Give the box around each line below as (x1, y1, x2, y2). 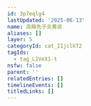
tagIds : (7, 50, 30, 56)
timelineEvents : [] (7, 82, 64, 89)
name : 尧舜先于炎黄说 (7, 23, 63, 30)
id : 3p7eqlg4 (7, 10, 45, 17)
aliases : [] (7, 29, 42, 37)
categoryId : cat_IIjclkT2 (7, 43, 82, 50)
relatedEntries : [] (7, 75, 64, 82)
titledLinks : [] (7, 88, 54, 95)
